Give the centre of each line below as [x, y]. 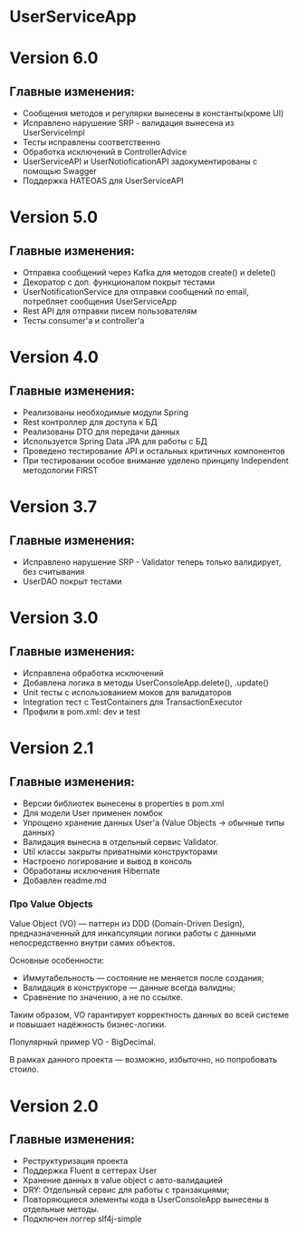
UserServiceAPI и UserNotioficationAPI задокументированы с [140, 161]
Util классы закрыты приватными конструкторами [120, 852]
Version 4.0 [54, 358]
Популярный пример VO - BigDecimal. [83, 1042]
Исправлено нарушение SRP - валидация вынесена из [128, 123]
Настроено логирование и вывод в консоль [107, 861]
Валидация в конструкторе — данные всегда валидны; [129, 988]
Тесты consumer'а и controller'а [83, 321]
